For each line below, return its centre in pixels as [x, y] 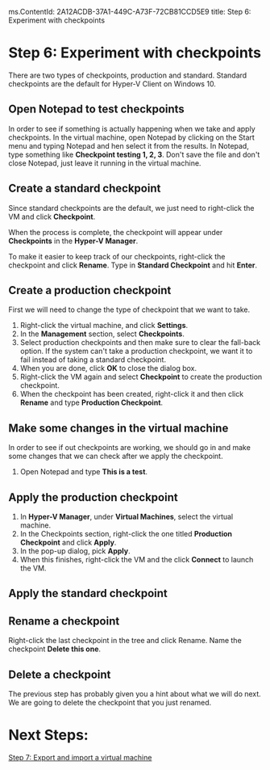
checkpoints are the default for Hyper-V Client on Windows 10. [112, 83]
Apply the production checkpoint [93, 497]
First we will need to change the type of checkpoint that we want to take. [129, 309]
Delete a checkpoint [60, 674]
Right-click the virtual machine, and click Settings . [104, 326]
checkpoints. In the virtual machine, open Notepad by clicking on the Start [132, 137]
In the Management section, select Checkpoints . [102, 334]
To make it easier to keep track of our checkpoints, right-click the [117, 256]
